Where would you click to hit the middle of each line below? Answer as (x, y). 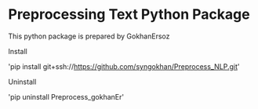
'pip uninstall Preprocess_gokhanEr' (66, 96)
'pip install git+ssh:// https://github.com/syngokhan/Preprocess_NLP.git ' (124, 66)
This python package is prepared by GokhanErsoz (89, 36)
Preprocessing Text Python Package (129, 15)
